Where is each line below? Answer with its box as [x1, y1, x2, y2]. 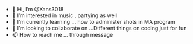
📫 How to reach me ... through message [11, 32, 113, 38]
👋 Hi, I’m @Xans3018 [11, 6, 64, 12]
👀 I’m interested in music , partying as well [11, 12, 118, 19]
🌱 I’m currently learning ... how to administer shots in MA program [11, 18, 176, 25]
